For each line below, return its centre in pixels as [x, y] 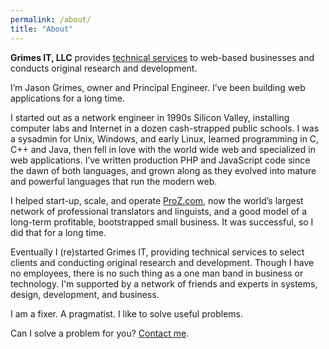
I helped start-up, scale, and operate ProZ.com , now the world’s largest [157, 200]
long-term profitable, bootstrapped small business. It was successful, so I [162, 222]
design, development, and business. [85, 294]
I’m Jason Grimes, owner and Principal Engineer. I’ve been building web [158, 87]
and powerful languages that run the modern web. [114, 181]
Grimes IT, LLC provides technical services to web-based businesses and [162, 57]
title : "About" [42, 29]
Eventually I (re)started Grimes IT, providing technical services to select [157, 252]
